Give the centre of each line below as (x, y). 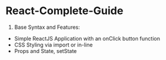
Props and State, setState (46, 51)
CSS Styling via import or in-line (53, 45)
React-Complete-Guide (65, 11)
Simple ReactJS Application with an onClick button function (87, 38)
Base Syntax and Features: (47, 27)
